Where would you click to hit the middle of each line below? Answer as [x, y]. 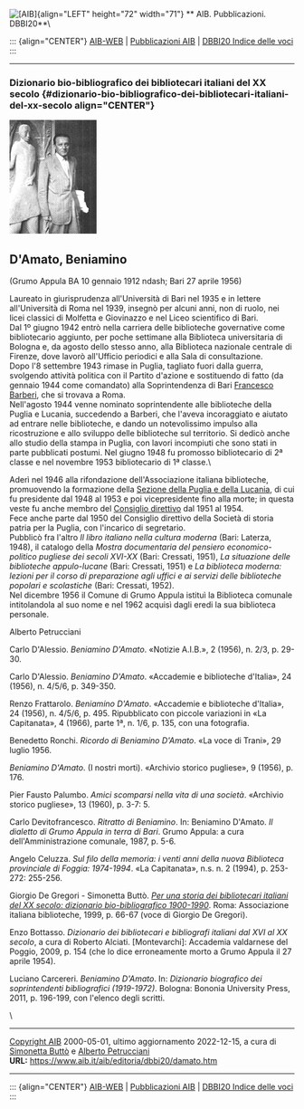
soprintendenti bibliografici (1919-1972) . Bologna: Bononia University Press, [150, 989]
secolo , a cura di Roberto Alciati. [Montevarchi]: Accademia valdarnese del [149, 942]
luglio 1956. [31, 750]
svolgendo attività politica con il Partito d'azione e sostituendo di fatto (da [147, 376]
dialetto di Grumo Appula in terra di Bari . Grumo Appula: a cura [127, 832]
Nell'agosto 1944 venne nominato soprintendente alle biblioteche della [141, 405]
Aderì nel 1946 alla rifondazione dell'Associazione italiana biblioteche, [139, 480]
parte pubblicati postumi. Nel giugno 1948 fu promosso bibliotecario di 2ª [146, 453]
